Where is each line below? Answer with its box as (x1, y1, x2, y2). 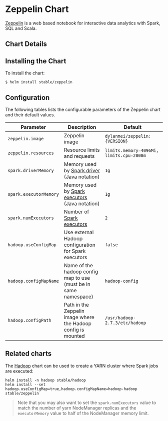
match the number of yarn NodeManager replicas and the (17, 405, 136, 411)
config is (63, 326, 84, 333)
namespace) (63, 293, 93, 300)
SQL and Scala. (5, 25, 37, 31)
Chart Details (5, 40, 47, 48)
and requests (63, 152, 95, 159)
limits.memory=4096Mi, (104, 147, 159, 153)
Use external (63, 229, 94, 236)
